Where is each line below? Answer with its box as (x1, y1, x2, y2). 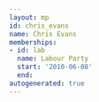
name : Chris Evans (9, 29, 77, 38)
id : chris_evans (9, 21, 69, 30)
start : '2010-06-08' (17, 63, 93, 72)
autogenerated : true (9, 79, 86, 88)
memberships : (9, 37, 57, 47)
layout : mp (9, 12, 49, 22)
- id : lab (9, 46, 46, 55)
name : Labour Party (17, 54, 89, 63)
